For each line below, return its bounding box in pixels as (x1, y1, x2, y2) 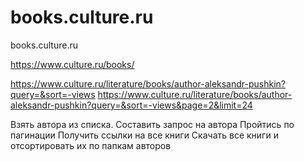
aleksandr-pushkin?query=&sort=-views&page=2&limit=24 (10, 99, 253, 111)
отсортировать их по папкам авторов (10, 139, 172, 151)
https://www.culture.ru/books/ (10, 58, 135, 70)
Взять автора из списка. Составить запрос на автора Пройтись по (10, 118, 295, 130)
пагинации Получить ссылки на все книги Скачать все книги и (10, 129, 279, 141)
